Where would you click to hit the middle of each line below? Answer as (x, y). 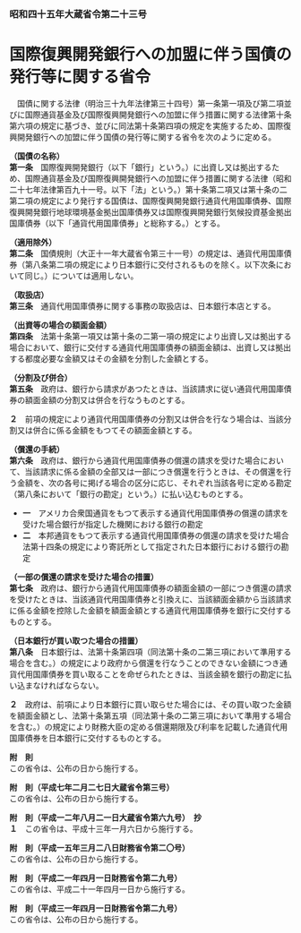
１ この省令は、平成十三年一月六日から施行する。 (103, 828)
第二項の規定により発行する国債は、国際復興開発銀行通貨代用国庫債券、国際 (150, 201)
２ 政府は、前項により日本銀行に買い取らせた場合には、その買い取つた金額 (150, 704)
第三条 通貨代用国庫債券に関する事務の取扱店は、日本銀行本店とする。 (142, 305)
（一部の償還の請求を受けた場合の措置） (84, 577)
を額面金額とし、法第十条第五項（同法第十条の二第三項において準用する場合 (150, 715)
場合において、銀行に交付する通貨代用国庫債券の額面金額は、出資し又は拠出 (150, 347)
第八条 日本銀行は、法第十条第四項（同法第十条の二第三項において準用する (150, 652)
